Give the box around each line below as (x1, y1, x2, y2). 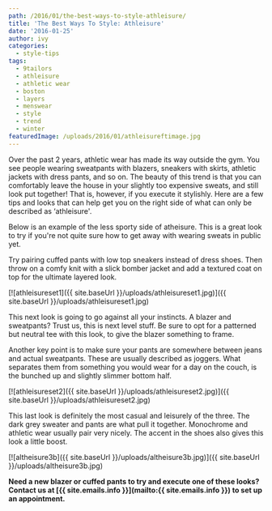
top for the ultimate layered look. (8, 272, 117, 282)
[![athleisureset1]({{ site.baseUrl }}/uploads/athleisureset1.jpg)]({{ (8, 287, 227, 297)
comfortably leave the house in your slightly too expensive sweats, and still (8, 180, 259, 190)
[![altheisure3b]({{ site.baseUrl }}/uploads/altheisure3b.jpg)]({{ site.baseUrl (8, 452, 261, 462)
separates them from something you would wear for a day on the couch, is (8, 362, 257, 372)
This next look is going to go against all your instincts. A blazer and (8, 312, 232, 322)
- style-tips (15, 49, 60, 57)
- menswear (15, 102, 53, 110)
